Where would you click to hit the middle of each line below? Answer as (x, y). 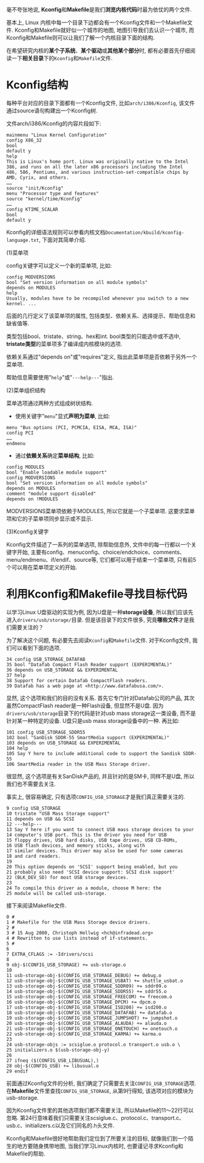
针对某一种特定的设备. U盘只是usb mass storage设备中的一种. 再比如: (93, 720)
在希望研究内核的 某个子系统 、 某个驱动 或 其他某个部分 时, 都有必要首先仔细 (98, 50)
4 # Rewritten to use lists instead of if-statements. (77, 938)
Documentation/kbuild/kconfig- (145, 233)
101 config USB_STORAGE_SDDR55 (46, 732)
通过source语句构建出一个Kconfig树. (52, 110)
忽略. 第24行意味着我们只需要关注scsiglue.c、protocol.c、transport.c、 (96, 1117)
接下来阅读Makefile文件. (36, 905)
